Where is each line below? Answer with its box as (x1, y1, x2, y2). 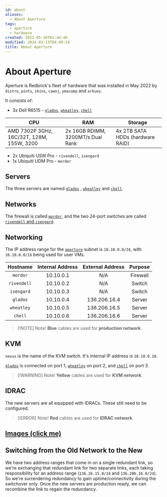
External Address (83, 263, 125, 270)
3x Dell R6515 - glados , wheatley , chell (12, 107, 92, 113)
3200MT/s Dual (65, 133, 102, 140)
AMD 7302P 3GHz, (7, 127, 53, 134)
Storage (128, 119, 148, 126)
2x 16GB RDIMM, (65, 127, 106, 134)
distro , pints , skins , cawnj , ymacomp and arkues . (5, 88, 102, 94)
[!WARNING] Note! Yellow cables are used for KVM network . (17, 372, 143, 378)
